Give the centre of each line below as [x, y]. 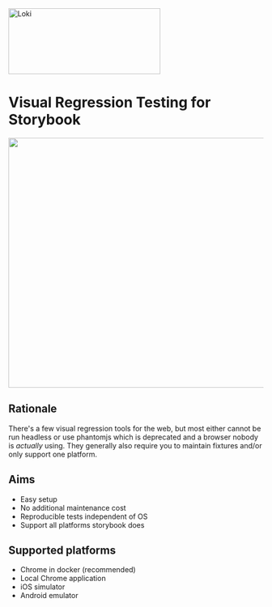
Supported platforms [62, 550]
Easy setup [39, 499]
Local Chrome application [63, 579]
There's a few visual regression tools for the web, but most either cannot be [135, 428]
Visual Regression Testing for [110, 102]
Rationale [33, 409]
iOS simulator [42, 587]
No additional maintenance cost [73, 507]
